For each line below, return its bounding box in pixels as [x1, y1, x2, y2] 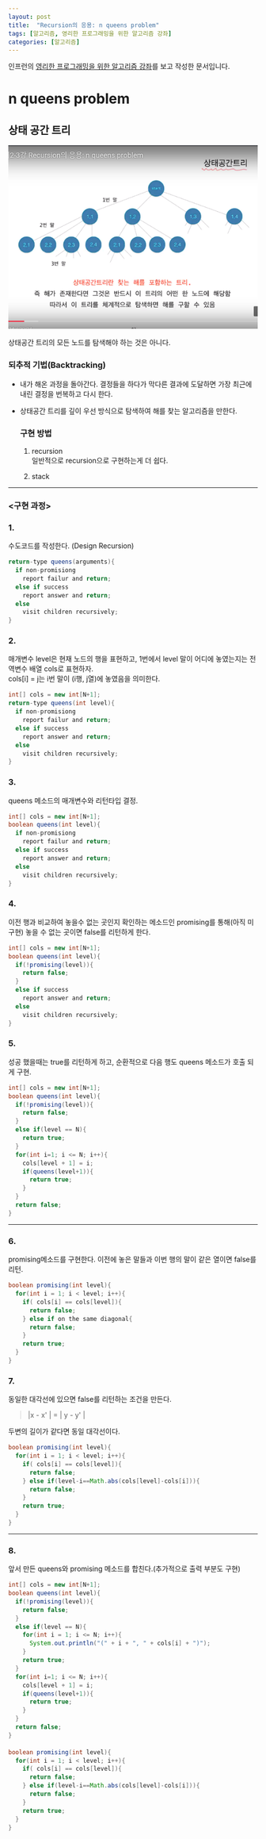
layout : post [8, 13, 51, 21]
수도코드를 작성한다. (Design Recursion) [8, 541, 135, 551]
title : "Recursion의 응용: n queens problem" [8, 21, 160, 29]
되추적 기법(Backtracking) [8, 359, 106, 370]
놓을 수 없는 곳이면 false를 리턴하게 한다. [25, 927, 151, 936]
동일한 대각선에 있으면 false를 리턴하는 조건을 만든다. [8, 1395, 172, 1404]
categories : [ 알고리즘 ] [8, 38, 81, 46]
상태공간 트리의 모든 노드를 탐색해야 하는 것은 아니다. [8, 338, 171, 347]
